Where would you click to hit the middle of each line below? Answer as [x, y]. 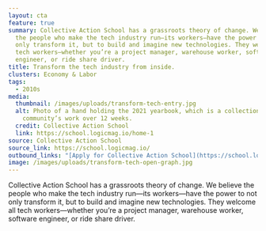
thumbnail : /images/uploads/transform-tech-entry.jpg [106, 104]
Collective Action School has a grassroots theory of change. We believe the [131, 185]
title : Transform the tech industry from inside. [92, 67]
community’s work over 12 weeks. [78, 119]
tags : [17, 81]
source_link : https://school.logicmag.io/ [79, 148]
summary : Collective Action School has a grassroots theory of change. [129, 30]
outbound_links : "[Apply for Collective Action [88, 155]
